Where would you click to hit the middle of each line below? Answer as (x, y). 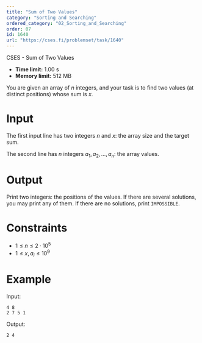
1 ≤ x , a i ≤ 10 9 (32, 253)
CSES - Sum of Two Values (40, 58)
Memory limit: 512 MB (43, 76)
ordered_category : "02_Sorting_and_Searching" (67, 23)
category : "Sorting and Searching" (52, 18)
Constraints (37, 228)
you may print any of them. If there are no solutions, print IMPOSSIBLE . (93, 203)
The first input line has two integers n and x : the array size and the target (98, 135)
